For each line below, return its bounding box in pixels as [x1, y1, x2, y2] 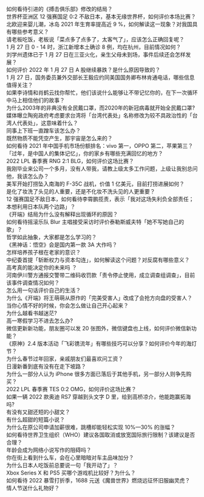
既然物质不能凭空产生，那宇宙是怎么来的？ [6, 134, 113, 142]
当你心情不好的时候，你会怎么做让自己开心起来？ [6, 302, 129, 309]
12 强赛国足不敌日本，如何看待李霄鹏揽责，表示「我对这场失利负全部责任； [6, 195, 194, 203]
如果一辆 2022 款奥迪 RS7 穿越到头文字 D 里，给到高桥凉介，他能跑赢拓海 [6, 393, 191, 400]
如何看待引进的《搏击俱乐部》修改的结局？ [6, 5, 113, 12]
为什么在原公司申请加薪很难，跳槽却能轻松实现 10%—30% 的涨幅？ [6, 423, 176, 431]
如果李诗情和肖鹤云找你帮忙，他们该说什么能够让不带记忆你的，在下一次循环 [6, 89, 198, 96]
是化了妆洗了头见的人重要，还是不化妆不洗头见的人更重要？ [6, 188, 155, 195]
